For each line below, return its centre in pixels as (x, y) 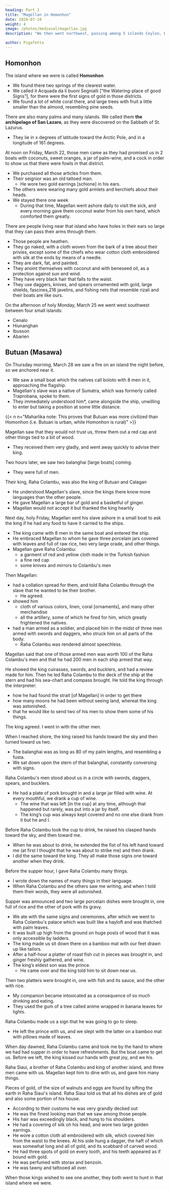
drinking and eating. (33, 1001)
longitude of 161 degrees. (39, 143)
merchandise (34, 612)
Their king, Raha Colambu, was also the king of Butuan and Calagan (76, 482)
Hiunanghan (25, 326)
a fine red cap (35, 560)
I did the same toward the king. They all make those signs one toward (85, 856)
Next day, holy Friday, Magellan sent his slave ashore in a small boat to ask (83, 517)
